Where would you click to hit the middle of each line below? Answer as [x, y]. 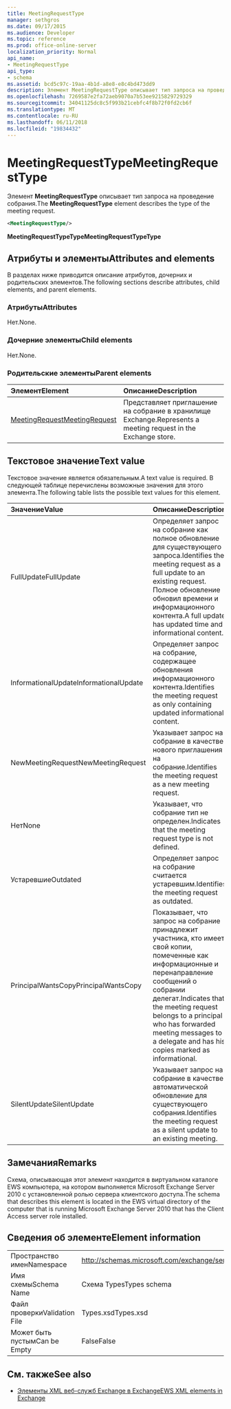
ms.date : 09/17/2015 [37, 26]
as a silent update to [185, 1130]
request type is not [183, 838]
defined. [166, 847]
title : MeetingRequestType [46, 13]
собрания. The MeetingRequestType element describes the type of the [109, 204]
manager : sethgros [33, 20]
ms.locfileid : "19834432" [44, 129]
